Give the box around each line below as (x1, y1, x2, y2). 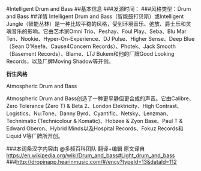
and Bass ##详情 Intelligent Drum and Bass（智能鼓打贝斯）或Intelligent (6, 13, 184, 20)
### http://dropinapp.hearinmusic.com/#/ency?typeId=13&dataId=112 (6, 158, 177, 165)
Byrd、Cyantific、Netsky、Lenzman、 (77, 110, 172, 117)
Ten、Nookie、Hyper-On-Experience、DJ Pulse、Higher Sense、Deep (6, 35, 182, 42)
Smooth (156, 43, 176, 50)
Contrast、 (155, 103, 182, 109)
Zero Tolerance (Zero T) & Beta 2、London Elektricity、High (6, 103, 155, 109)
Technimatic (6, 118, 37, 124)
